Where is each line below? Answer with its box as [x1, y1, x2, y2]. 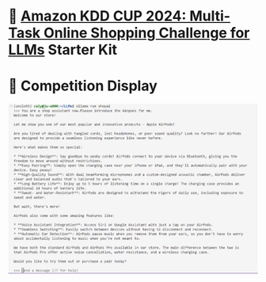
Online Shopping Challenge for [43, 24, 250, 42]
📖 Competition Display [8, 77, 158, 95]
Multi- [189, 7, 231, 25]
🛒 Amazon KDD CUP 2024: [8, 7, 187, 25]
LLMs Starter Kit [8, 41, 117, 59]
